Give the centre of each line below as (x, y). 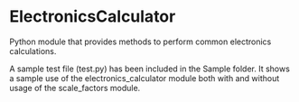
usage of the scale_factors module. (75, 88)
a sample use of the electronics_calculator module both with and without (145, 78)
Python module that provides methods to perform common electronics (140, 42)
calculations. (33, 51)
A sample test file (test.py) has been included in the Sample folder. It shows (150, 69)
